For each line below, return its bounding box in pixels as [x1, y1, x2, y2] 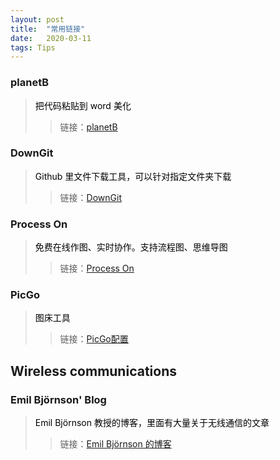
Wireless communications [10, 362, 177, 380]
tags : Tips [10, 42, 56, 53]
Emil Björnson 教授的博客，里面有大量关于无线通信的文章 [34, 417, 270, 429]
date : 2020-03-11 [10, 33, 92, 43]
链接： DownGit [59, 191, 122, 203]
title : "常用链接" [10, 24, 86, 34]
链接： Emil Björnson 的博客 [59, 438, 172, 450]
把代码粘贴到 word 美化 [34, 99, 132, 111]
